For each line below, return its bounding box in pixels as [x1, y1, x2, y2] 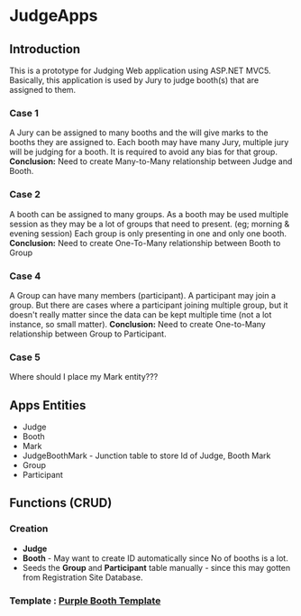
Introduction [9, 41, 81, 57]
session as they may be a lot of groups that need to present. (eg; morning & [9, 218, 290, 229]
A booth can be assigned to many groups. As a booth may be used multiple [9, 208, 289, 219]
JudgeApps [9, 5, 98, 26]
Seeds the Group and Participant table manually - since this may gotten [22, 562, 291, 573]
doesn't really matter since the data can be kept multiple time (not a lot [9, 308, 272, 320]
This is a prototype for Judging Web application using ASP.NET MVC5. [9, 65, 271, 76]
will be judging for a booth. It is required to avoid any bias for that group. [9, 146, 278, 158]
